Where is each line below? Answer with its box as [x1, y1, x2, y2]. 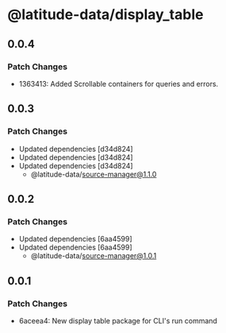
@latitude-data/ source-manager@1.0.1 [30, 251, 157, 261]
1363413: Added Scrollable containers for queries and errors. [18, 79, 219, 88]
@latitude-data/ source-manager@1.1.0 [30, 169, 157, 179]
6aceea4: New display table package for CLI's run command [18, 316, 217, 325]
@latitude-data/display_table [7, 6, 204, 24]
